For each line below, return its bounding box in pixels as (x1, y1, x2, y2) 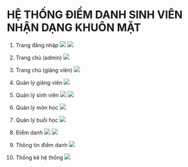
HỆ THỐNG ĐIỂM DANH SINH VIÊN (7, 8, 183, 22)
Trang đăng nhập (15, 41, 59, 48)
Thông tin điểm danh (15, 141, 68, 148)
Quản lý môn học (15, 103, 59, 111)
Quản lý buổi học (15, 116, 59, 123)
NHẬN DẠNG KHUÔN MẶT (7, 21, 141, 34)
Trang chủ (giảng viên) (15, 66, 73, 74)
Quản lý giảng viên (15, 79, 63, 86)
